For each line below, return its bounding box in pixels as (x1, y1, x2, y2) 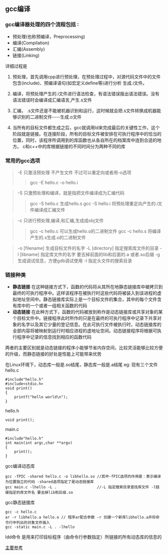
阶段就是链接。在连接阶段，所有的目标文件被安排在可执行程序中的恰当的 (12, 131, 161, 137)
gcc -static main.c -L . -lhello (5, 524, 75, 530)
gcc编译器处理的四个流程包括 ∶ (5, 21, 79, 28)
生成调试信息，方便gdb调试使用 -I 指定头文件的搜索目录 (17, 258, 132, 264)
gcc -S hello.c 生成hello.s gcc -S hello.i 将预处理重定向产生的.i (29, 200, 158, 206)
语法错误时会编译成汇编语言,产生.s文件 (12, 97, 92, 103)
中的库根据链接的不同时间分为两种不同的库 (37, 143, 126, 149)
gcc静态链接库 (5, 499, 35, 506)
